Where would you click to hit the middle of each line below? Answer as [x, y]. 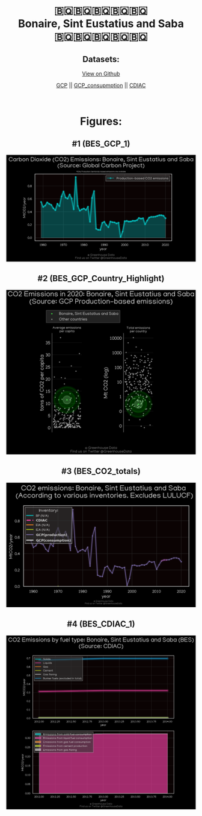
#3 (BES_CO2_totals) [101, 471]
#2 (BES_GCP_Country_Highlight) [101, 279]
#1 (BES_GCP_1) [101, 143]
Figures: [101, 122]
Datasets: [101, 59]
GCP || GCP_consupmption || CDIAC [101, 85]
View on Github [101, 74]
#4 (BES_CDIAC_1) [101, 624]
